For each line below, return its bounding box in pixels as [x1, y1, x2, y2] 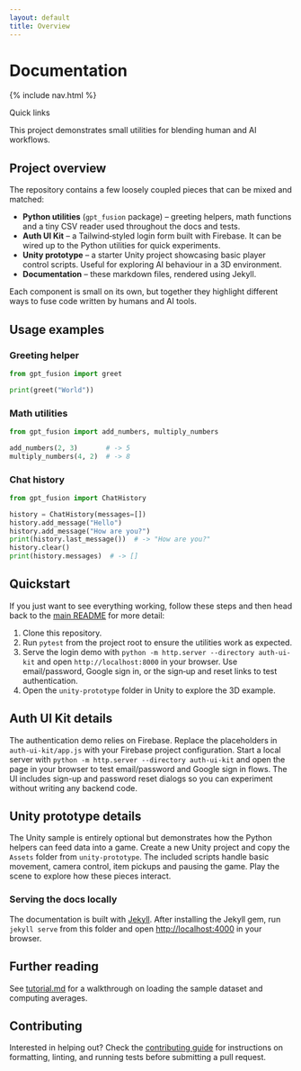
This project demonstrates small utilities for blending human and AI [9, 125, 258, 136]
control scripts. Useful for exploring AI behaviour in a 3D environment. [22, 259, 282, 270]
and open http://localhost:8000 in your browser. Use [37, 656, 238, 667]
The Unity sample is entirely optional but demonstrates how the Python [9, 832, 272, 843]
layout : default [9, 13, 70, 22]
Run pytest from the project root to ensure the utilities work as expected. [22, 636, 293, 648]
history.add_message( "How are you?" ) [9, 526, 151, 535]
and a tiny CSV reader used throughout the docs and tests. [22, 221, 241, 232]
